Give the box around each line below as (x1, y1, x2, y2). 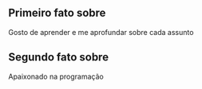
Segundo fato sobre (8, 51, 109, 64)
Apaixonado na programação (8, 72, 104, 81)
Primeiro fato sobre (8, 6, 106, 20)
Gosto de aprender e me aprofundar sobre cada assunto (8, 27, 194, 37)
